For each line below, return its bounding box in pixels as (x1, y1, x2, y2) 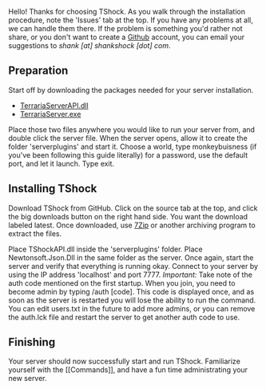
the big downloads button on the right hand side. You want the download (8, 211, 248, 221)
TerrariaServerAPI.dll (19, 100, 89, 110)
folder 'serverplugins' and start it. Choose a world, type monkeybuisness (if (8, 142, 257, 151)
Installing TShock (8, 182, 97, 195)
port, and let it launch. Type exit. (8, 158, 114, 168)
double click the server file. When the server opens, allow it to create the (8, 133, 248, 142)
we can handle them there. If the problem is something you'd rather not (8, 24, 243, 33)
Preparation (8, 64, 69, 78)
